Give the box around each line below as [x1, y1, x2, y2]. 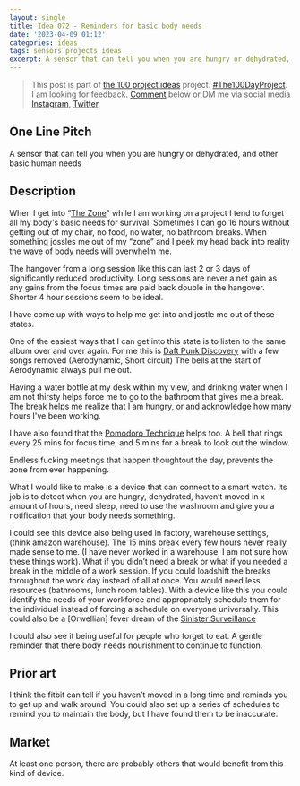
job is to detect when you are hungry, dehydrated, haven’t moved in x [9, 490, 266, 502]
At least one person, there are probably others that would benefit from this [9, 758, 284, 769]
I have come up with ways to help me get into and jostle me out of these [9, 308, 275, 319]
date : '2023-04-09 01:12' [9, 30, 106, 39]
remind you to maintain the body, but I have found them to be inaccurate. [9, 709, 279, 720]
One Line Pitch [9, 125, 92, 140]
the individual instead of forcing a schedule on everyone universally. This [9, 603, 279, 614]
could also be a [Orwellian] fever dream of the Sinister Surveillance [9, 613, 257, 624]
